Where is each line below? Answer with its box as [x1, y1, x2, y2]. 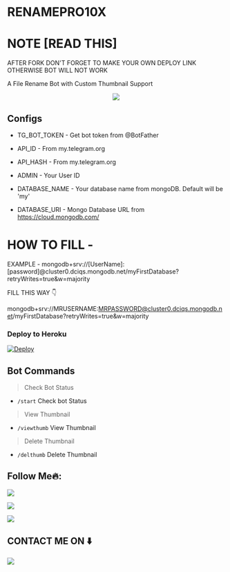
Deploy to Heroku [7, 329, 67, 339]
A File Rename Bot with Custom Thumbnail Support [7, 80, 153, 88]
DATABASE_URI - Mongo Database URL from [17, 205, 145, 213]
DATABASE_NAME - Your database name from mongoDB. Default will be [17, 184, 223, 193]
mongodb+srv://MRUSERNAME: [7, 304, 99, 312]
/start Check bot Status [17, 396, 88, 405]
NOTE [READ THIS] [7, 36, 117, 52]
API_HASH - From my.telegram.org [17, 157, 116, 166]
